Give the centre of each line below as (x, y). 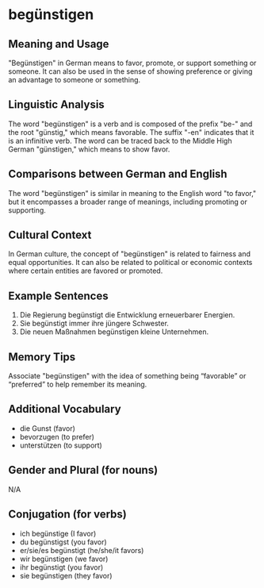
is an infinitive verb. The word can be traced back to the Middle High (120, 140)
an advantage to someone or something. (75, 80)
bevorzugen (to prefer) (57, 436)
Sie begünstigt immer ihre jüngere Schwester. (94, 324)
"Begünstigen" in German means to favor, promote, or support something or (132, 63)
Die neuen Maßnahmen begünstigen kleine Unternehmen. (114, 332)
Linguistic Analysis (56, 105)
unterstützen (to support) (61, 445)
